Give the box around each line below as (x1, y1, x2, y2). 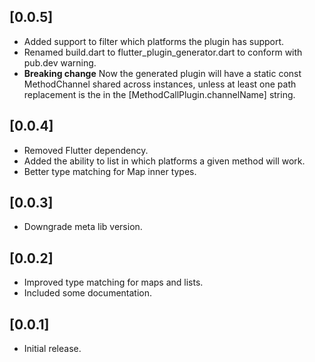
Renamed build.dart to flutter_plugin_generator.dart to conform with (23, 46, 303, 58)
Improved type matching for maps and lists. (23, 276, 204, 289)
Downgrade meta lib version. (23, 221, 143, 233)
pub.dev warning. (23, 56, 97, 69)
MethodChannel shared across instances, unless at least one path (23, 78, 297, 90)
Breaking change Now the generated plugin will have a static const (23, 67, 302, 79)
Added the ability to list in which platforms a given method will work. (23, 155, 306, 167)
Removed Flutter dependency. (23, 144, 149, 156)
